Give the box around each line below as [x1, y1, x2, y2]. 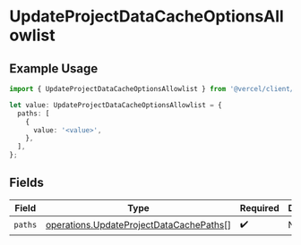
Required [239, 201, 279, 214]
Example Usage [9, 61, 99, 76]
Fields [9, 175, 45, 190]
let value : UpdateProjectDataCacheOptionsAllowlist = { [9, 100, 222, 109]
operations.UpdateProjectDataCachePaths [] [45, 219, 231, 232]
